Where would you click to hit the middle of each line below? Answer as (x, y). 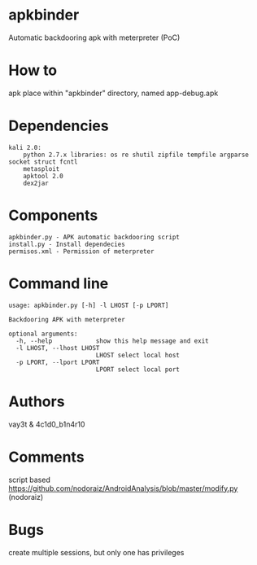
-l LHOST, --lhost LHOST (58, 348)
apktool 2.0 (43, 176)
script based (29, 480)
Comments (46, 457)
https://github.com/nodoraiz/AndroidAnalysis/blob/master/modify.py (123, 488)
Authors (37, 401)
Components (53, 215)
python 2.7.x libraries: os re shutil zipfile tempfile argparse (136, 155)
